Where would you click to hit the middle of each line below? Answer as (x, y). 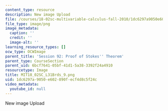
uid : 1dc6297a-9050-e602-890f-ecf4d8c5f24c (51, 79)
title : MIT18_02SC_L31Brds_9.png (40, 75)
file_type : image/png (28, 24)
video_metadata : (22, 84)
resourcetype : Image (27, 70)
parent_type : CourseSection (34, 61)
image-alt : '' (24, 42)
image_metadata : (22, 28)
